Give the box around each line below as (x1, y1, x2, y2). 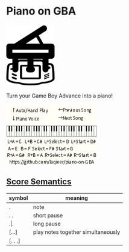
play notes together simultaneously (33, 228, 121, 236)
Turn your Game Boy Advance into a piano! (6, 92, 113, 99)
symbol (8, 194, 28, 202)
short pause (33, 211, 63, 219)
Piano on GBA (6, 4, 77, 18)
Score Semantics (6, 177, 72, 187)
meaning (65, 194, 89, 202)
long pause (33, 220, 61, 227)
